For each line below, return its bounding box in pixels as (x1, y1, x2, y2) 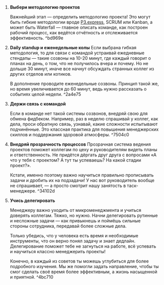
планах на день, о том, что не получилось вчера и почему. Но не (9, 61, 149, 66)
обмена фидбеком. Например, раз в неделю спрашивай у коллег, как (9, 116, 159, 121)
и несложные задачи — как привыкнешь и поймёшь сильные (9, 218, 141, 223)
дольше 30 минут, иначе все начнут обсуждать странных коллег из (9, 66, 155, 72)
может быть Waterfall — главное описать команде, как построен (9, 24, 148, 30)
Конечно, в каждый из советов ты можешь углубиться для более (9, 258, 149, 264)
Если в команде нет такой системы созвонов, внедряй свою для (9, 110, 148, 116)
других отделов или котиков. (9, 71, 72, 77)
